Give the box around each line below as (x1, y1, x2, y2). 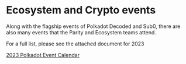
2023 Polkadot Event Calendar (6, 51, 80, 58)
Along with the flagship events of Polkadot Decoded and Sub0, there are (6, 23, 181, 30)
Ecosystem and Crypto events (6, 3, 156, 17)
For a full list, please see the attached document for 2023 (6, 40, 144, 47)
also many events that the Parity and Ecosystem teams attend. (6, 29, 157, 35)
